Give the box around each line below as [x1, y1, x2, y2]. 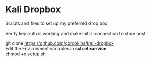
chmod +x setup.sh [5, 51, 46, 57]
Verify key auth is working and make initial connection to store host [5, 30, 146, 36]
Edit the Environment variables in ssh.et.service [5, 45, 107, 51]
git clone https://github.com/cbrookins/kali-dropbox [5, 40, 114, 46]
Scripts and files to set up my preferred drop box [5, 20, 108, 26]
